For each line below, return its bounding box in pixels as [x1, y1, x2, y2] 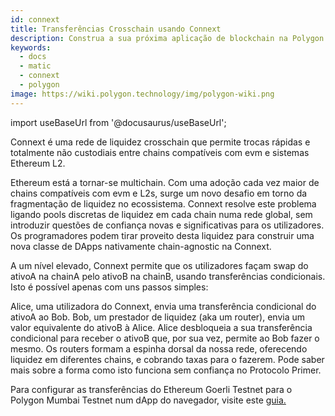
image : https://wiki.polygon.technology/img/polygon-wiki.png [10, 89, 275, 99]
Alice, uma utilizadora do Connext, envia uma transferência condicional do [10, 300, 317, 312]
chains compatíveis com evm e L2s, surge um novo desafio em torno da [10, 187, 308, 199]
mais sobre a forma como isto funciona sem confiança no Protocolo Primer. [10, 364, 322, 376]
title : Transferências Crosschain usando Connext [10, 24, 222, 34]
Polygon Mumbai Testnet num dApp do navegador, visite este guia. [10, 394, 287, 406]
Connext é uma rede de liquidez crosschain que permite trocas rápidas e [10, 136, 311, 148]
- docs [19, 52, 47, 62]
